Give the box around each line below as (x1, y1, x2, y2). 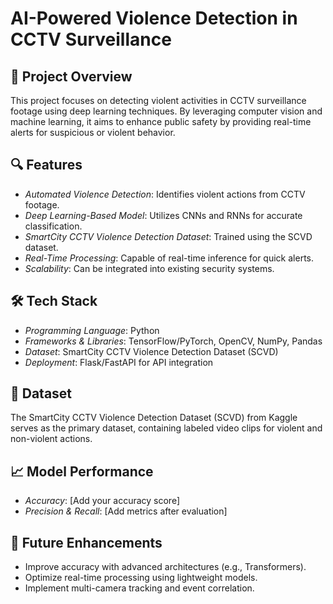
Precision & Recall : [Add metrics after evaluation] (24, 505, 228, 517)
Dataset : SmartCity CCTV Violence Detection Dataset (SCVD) (24, 345, 279, 357)
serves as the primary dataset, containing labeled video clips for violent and (10, 422, 323, 434)
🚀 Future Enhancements (10, 534, 163, 551)
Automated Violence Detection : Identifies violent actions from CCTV (24, 188, 306, 200)
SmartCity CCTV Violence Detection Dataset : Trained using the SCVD (24, 230, 313, 242)
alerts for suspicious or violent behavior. (10, 127, 176, 138)
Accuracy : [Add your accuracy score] (24, 495, 181, 507)
